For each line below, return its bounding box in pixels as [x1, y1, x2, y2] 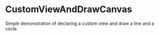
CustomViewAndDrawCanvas [5, 4, 132, 15]
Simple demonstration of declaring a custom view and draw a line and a [5, 20, 154, 26]
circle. [5, 25, 19, 31]
